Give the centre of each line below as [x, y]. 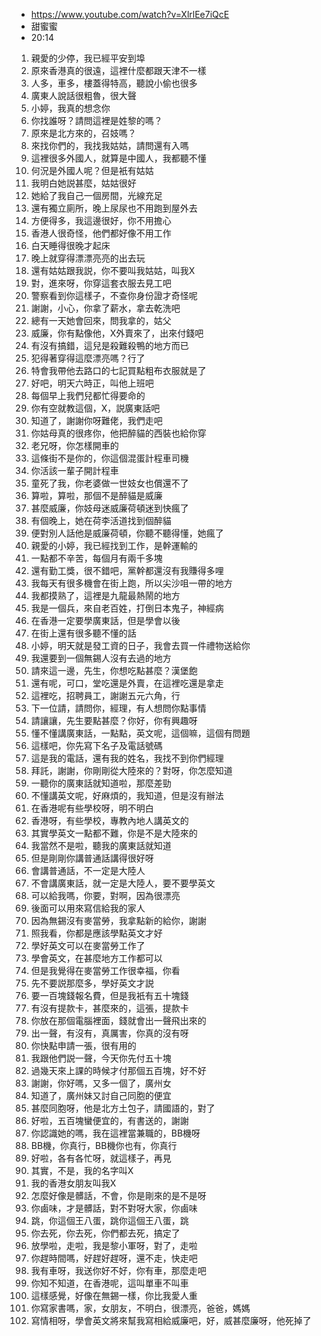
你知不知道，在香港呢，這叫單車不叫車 [109, 1283]
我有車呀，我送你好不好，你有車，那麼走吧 [118, 1270]
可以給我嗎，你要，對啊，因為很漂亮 [105, 895]
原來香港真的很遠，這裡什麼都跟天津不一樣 [118, 70]
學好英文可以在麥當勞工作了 [88, 945]
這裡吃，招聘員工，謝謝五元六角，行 [105, 695]
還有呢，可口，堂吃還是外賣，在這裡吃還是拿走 [127, 683]
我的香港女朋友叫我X [73, 1183]
